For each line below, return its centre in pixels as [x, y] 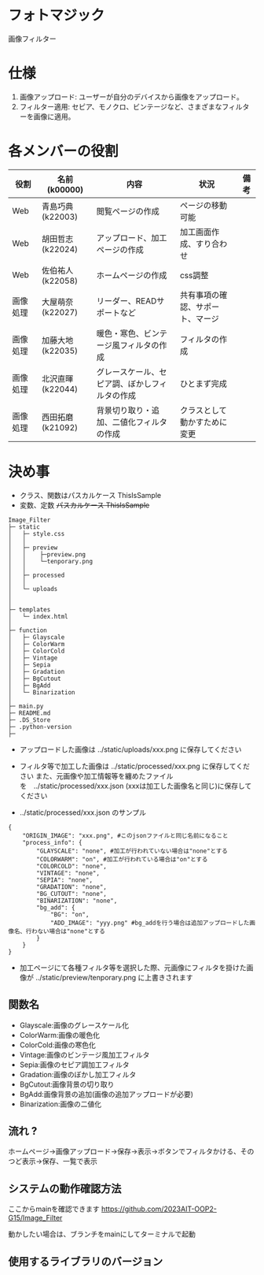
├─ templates [29, 610]
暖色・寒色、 [120, 333]
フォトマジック [57, 15]
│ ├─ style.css [37, 533]
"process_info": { [52, 842]
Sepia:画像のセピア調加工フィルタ [74, 1065]
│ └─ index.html [38, 616]
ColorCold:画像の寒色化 [58, 1045]
